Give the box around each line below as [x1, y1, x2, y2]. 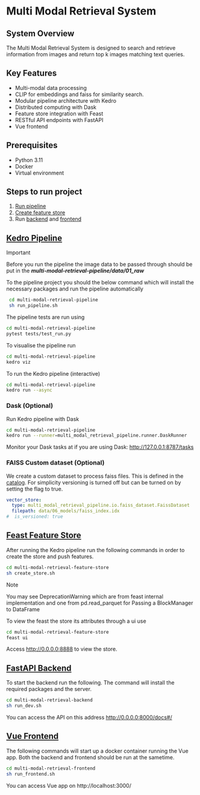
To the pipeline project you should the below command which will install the [6, 279, 194, 286]
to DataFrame [6, 605, 40, 613]
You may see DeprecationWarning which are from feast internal [6, 593, 164, 600]
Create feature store [14, 209, 66, 216]
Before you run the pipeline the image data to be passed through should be [6, 261, 193, 268]
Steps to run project [6, 187, 83, 197]
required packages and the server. [6, 686, 92, 693]
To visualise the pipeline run [6, 341, 76, 349]
